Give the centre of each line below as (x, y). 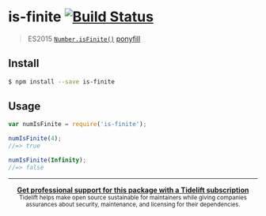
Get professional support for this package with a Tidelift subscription (133, 190)
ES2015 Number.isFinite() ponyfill (84, 39)
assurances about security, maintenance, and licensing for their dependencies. (133, 204)
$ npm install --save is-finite (61, 82)
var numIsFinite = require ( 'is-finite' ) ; (78, 125)
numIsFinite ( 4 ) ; (35, 139)
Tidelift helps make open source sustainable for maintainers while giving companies (133, 197)
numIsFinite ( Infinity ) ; (47, 160)
